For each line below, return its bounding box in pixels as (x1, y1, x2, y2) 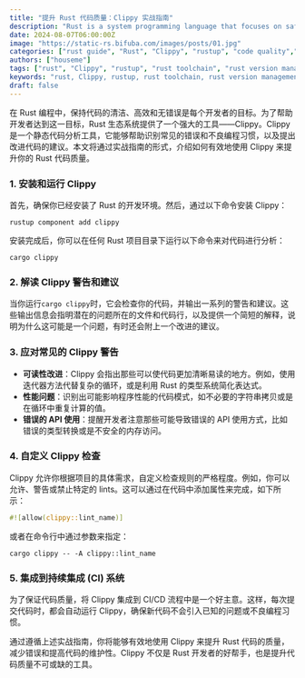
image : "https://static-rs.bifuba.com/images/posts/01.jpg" (9, 38, 242, 48)
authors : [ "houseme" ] (9, 55, 92, 65)
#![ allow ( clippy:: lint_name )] (9, 513, 124, 523)
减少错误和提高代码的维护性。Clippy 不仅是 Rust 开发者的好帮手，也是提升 (9, 647, 288, 658)
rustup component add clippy (9, 217, 120, 227)
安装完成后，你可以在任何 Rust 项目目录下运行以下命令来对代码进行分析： (9, 234, 286, 245)
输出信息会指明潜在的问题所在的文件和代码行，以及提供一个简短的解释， (16, 310, 288, 321)
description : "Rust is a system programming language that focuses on (9, 22, 282, 31)
